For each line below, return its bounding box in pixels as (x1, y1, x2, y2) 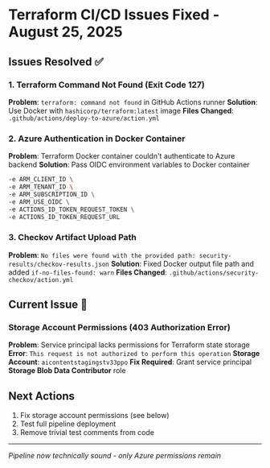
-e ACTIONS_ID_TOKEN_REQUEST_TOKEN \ (8, 205, 135, 213)
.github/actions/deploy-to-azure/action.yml (8, 114, 160, 122)
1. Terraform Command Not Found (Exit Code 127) (8, 79, 205, 90)
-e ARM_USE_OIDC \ (8, 197, 70, 206)
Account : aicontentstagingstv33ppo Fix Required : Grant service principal (8, 357, 252, 367)
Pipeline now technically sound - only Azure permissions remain (8, 451, 222, 461)
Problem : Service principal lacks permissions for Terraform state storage (8, 340, 251, 350)
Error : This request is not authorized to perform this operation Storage (8, 349, 260, 358)
